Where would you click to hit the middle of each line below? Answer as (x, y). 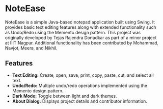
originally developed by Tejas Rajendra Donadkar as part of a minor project (81, 38)
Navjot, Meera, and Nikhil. (31, 48)
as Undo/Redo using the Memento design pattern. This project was (73, 32)
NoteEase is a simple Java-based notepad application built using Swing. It (80, 22)
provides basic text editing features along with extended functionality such (81, 27)
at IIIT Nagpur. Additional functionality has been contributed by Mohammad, (82, 43)
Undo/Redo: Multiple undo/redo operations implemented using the (80, 86)
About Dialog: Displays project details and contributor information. (80, 101)
